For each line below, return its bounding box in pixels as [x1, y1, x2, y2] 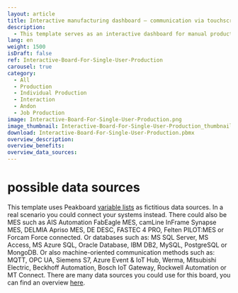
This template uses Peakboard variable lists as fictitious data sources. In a [7, 203, 224, 211]
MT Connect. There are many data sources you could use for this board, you [7, 270, 231, 279]
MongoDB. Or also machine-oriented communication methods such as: [7, 248, 215, 256]
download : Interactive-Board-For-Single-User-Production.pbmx [7, 129, 195, 136]
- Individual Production [13, 89, 87, 96]
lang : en [7, 37, 33, 44]
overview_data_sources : [7, 149, 78, 156]
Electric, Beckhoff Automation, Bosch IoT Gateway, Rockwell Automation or [7, 263, 227, 272]
